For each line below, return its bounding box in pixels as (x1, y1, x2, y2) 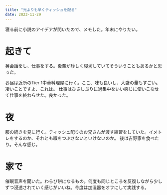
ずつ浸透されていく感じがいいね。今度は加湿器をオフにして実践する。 (5, 185, 150, 191)
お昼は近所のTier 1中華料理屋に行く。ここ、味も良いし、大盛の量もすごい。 (5, 80, 161, 86)
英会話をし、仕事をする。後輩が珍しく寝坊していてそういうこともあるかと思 (5, 63, 162, 69)
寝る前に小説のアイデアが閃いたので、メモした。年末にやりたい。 (5, 26, 141, 32)
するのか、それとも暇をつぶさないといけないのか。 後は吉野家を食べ (13, 135, 155, 141)
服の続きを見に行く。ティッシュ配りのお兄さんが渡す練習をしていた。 (5, 129, 149, 135)
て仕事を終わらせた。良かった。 (5, 92, 71, 98)
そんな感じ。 (13, 142, 40, 148)
